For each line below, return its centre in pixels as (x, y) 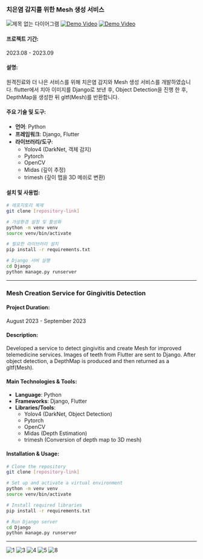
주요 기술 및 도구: (26, 112)
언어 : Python (31, 126)
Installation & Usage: (33, 453)
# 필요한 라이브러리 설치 (33, 244)
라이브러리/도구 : (34, 142)
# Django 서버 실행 (28, 261)
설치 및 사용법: (23, 192)
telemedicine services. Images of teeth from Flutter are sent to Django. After (101, 355)
